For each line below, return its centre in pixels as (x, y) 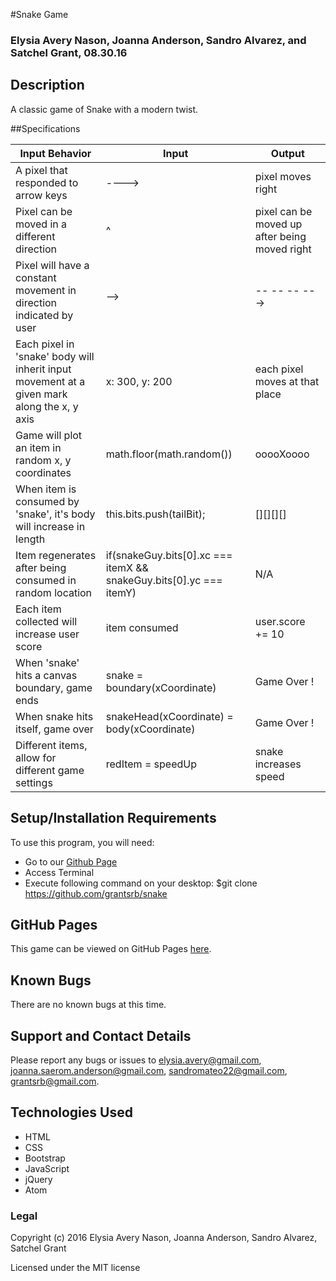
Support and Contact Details (101, 1035)
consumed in (46, 580)
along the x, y (47, 406)
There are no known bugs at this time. (88, 1005)
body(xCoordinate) (150, 729)
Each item (38, 609)
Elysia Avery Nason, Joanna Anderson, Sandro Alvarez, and (158, 40)
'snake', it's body (55, 514)
